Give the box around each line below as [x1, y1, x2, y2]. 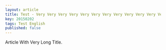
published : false [5, 26, 41, 31]
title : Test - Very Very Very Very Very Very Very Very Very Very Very [5, 12, 156, 17]
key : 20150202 [5, 16, 35, 21]
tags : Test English [5, 21, 45, 26]
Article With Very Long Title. [5, 39, 63, 45]
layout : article [5, 7, 39, 12]
